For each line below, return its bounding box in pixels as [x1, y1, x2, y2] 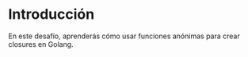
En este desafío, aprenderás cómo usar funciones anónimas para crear [8, 31, 240, 41]
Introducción [8, 5, 95, 23]
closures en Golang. [8, 39, 74, 48]
